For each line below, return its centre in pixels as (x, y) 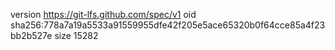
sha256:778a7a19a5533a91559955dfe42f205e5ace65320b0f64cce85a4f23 (168, 25)
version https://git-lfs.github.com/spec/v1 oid (103, 14)
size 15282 (76, 35)
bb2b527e (31, 35)
